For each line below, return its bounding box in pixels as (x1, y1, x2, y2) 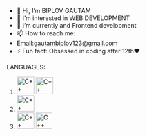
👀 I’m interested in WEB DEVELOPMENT (16, 14, 130, 22)
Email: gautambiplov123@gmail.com (16, 39, 118, 47)
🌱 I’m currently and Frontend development (16, 22, 137, 29)
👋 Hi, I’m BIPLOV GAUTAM (16, 7, 91, 15)
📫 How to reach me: (16, 29, 76, 37)
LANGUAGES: (6, 63, 46, 71)
